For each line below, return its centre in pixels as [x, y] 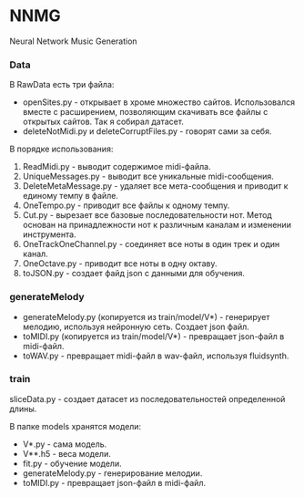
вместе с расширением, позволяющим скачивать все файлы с [145, 112]
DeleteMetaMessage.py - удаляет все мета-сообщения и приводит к [155, 186]
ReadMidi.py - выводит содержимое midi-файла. [117, 167]
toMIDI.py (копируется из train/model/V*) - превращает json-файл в [153, 336]
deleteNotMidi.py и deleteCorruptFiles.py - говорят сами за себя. [147, 131]
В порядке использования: [61, 149]
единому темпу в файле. [70, 196]
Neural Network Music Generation [74, 41]
